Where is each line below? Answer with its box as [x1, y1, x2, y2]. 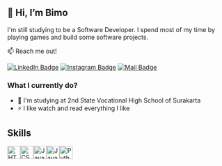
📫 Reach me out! [7, 47, 57, 55]
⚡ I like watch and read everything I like [17, 104, 130, 112]
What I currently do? [7, 80, 78, 90]
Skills [7, 127, 31, 139]
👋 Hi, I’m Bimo [7, 7, 68, 19]
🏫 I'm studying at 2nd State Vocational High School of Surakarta [17, 96, 201, 105]
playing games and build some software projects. [7, 33, 148, 41]
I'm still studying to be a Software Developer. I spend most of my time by [7, 25, 216, 33]
